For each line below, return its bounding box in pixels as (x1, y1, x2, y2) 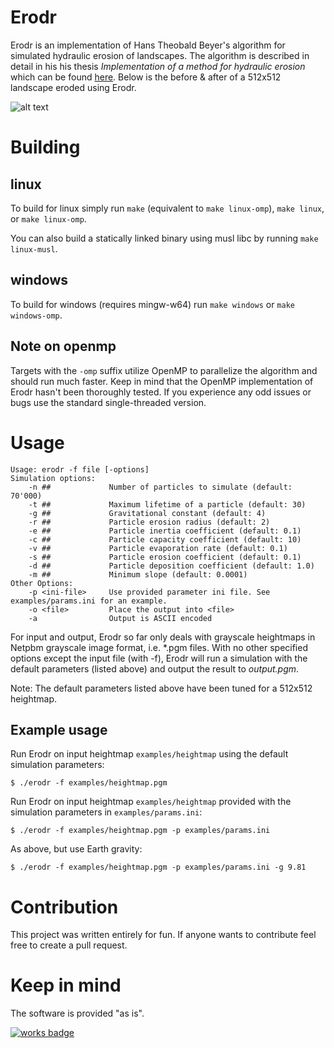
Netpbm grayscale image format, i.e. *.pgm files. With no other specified (10, 641, 308, 653)
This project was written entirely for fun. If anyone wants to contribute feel (10, 929, 317, 941)
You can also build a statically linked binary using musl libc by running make (10, 232, 319, 244)
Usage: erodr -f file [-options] (10, 464, 150, 475)
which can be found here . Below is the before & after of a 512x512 (10, 71, 282, 83)
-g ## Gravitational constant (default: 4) (28, 508, 267, 518)
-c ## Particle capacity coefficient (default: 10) (28, 534, 302, 545)
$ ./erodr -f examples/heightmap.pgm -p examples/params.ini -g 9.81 (10, 862, 307, 873)
